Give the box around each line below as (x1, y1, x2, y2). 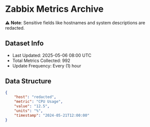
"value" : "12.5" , (14, 104, 50, 109)
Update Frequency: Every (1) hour (12, 63, 82, 68)
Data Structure (5, 77, 52, 86)
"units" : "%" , (14, 108, 43, 114)
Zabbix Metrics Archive (5, 3, 104, 15)
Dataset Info (5, 39, 44, 48)
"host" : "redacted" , (14, 95, 56, 99)
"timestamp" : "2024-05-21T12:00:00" (14, 113, 90, 118)
